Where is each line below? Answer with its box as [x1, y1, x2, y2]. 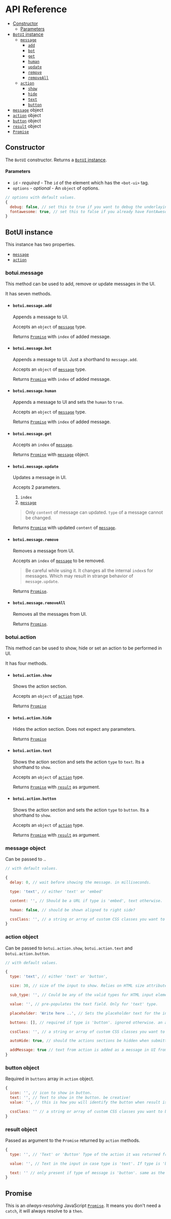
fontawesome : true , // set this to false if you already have [10, 209, 145, 214]
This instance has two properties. [5, 242, 75, 248]
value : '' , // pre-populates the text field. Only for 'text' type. [10, 1001, 158, 1006]
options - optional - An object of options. [12, 185, 100, 191]
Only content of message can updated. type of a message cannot [25, 510, 163, 516]
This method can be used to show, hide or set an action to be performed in [5, 645, 162, 651]
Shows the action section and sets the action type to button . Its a [12, 807, 149, 813]
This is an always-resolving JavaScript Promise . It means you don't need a [5, 1203, 161, 1209]
